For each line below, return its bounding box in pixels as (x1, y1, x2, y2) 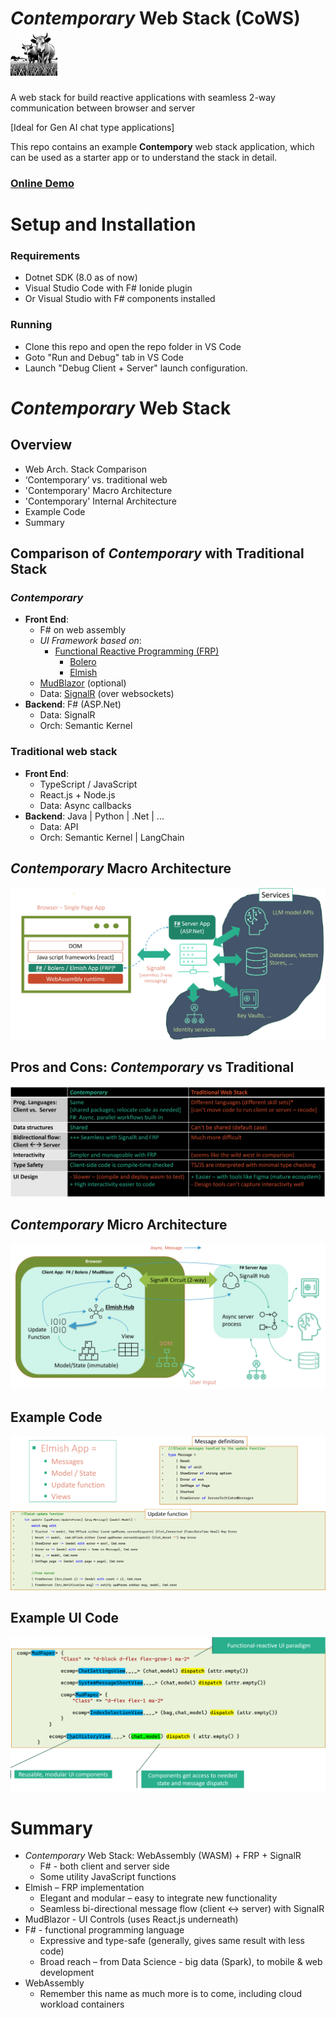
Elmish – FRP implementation (24, 1882, 145, 1894)
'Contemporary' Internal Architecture (24, 495, 177, 507)
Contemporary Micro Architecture (10, 1216, 228, 1233)
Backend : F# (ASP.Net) (24, 698, 122, 711)
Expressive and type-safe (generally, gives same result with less (39, 1935, 305, 1947)
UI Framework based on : (39, 635, 142, 647)
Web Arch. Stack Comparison (24, 463, 147, 475)
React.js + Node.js (39, 788, 116, 801)
